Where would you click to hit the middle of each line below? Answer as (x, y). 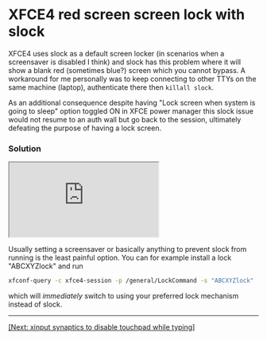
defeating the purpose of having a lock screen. (85, 128)
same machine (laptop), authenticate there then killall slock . (111, 87)
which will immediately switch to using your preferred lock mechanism (124, 296)
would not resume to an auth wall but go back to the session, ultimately (125, 119)
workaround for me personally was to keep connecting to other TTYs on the (132, 79)
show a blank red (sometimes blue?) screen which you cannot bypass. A (127, 70)
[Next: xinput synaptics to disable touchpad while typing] (102, 327)
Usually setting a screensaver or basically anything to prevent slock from (128, 249)
